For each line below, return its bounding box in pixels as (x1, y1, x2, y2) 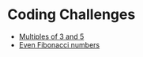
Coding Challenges (7, 6, 136, 24)
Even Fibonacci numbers (18, 40, 100, 49)
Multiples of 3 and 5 (18, 32, 85, 41)
